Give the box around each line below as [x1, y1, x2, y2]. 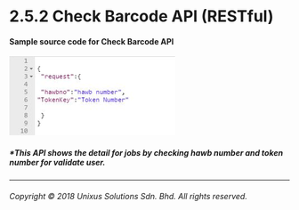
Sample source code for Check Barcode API [9, 36, 174, 46]
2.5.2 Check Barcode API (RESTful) [9, 6, 274, 27]
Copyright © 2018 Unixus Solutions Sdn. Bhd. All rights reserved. [9, 190, 247, 201]
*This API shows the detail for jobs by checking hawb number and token [9, 147, 283, 157]
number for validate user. [9, 157, 106, 167]
